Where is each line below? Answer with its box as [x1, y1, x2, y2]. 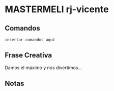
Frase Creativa [5, 51, 52, 59]
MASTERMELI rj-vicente [5, 4, 109, 15]
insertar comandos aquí [5, 37, 55, 42]
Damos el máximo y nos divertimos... [5, 65, 82, 71]
